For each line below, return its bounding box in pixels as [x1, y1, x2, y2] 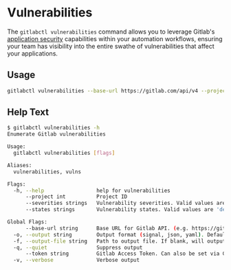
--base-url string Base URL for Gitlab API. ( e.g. [25, 225, 189, 232]
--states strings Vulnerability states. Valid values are [25, 206, 214, 213]
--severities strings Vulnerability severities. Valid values [25, 200, 214, 207]
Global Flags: [7, 219, 48, 225]
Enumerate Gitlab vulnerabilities [7, 131, 107, 138]
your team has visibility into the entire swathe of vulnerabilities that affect [7, 42, 214, 50]
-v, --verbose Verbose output [13, 257, 140, 264]
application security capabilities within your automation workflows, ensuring [7, 34, 223, 42]
